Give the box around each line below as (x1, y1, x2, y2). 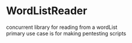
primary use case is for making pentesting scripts (6, 29, 127, 37)
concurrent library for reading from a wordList (6, 24, 118, 31)
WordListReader (6, 4, 87, 18)
